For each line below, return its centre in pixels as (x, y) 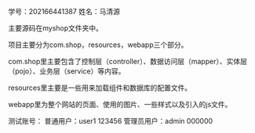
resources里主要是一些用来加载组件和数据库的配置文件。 (100, 88)
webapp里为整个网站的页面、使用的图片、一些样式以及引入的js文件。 (120, 104)
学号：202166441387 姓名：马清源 (64, 11)
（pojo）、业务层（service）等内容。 (67, 71)
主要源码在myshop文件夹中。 (56, 28)
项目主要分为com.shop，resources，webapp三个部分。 (98, 45)
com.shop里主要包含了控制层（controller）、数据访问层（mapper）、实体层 (127, 61)
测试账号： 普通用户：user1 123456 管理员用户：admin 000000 (111, 121)
